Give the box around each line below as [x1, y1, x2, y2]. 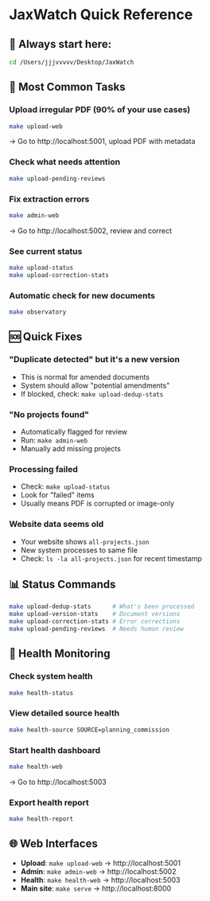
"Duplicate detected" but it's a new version [9, 354, 180, 365]
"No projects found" [9, 408, 90, 419]
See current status [9, 245, 83, 256]
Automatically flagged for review [20, 427, 128, 436]
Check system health [9, 671, 94, 682]
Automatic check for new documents [9, 290, 156, 301]
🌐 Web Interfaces [9, 837, 98, 851]
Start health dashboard [9, 744, 101, 755]
